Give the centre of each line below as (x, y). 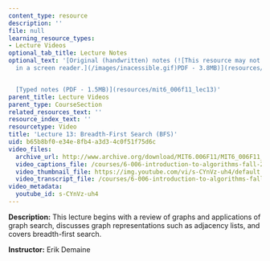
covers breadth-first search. (55, 234)
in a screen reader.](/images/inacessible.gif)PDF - (106, 68)
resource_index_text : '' (50, 120)
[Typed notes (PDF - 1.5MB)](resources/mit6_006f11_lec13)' (118, 89)
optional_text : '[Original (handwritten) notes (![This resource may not (135, 61)
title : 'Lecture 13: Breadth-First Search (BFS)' (93, 135)
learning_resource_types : (51, 38)
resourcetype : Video (43, 127)
